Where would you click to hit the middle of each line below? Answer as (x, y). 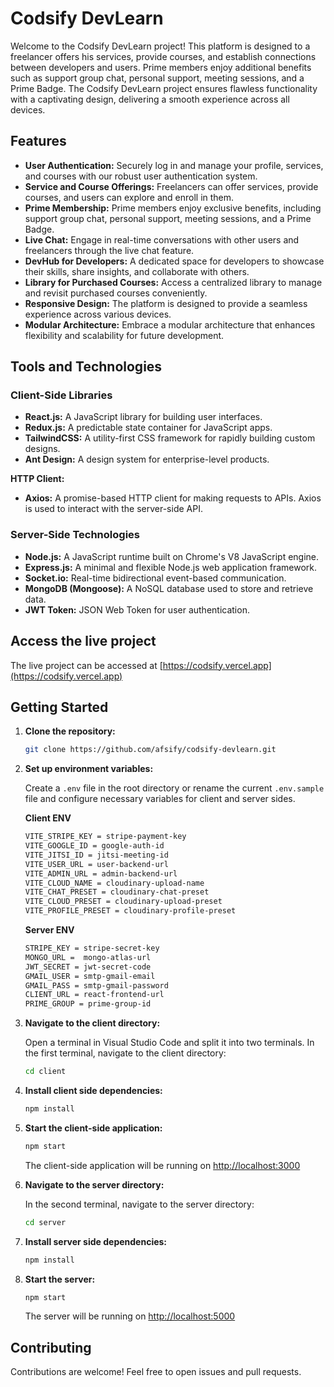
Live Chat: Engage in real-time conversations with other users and (162, 239)
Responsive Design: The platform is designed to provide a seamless (166, 303)
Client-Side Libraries (61, 395)
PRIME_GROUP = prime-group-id (88, 1004)
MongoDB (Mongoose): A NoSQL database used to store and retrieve (169, 588)
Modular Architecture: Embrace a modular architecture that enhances (170, 324)
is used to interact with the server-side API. (113, 509)
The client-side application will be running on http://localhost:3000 (162, 1165)
